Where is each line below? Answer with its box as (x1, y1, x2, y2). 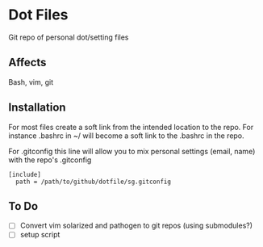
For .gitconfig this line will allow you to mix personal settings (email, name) (8, 146, 256, 156)
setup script (19, 230, 61, 240)
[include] (8, 170, 42, 178)
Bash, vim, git (8, 77, 54, 86)
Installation (8, 101, 66, 115)
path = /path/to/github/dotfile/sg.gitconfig (15, 178, 172, 186)
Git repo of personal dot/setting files (8, 32, 129, 42)
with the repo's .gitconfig (8, 155, 92, 165)
